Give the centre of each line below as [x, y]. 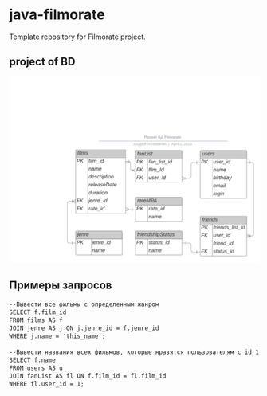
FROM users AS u [36, 368]
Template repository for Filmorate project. [77, 37]
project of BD [42, 62]
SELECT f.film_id [38, 312]
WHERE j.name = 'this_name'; [57, 336]
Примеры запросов [61, 285]
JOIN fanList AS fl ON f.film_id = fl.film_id [88, 376]
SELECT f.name [33, 360]
